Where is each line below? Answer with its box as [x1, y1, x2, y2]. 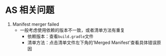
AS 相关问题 [5, 4, 55, 16]
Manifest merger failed [12, 21, 59, 27]
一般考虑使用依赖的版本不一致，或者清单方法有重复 [19, 27, 125, 33]
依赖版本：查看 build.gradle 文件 [27, 33, 94, 39]
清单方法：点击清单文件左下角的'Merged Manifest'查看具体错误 [27, 39, 157, 45]
